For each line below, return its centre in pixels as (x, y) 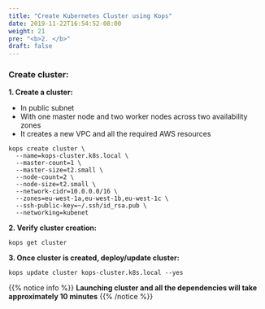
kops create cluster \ (47, 149)
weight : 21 (27, 31)
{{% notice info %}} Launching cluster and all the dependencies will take (133, 288)
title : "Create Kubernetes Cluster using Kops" (91, 16)
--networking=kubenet (52, 213)
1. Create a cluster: (41, 92)
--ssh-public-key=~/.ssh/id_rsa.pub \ (82, 206)
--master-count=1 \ (49, 163)
